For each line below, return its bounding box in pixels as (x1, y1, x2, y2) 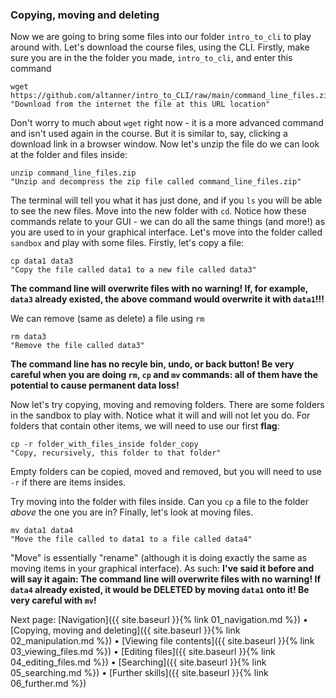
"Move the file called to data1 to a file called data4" (10, 534, 253, 545)
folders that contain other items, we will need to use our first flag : (10, 420, 280, 432)
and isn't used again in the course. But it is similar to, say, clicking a (10, 128, 288, 140)
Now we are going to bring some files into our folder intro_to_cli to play (10, 31, 312, 43)
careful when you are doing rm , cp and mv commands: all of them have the (10, 369, 319, 381)
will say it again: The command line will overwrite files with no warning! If (10, 573, 321, 585)
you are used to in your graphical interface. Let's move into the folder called (10, 226, 323, 238)
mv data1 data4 (10, 526, 74, 536)
